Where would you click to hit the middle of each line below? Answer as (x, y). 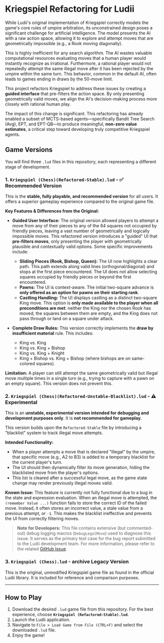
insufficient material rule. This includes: (53, 333)
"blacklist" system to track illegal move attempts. (54, 433)
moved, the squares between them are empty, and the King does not (88, 313)
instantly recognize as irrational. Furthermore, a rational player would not (78, 63)
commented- (140, 528)
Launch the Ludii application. (41, 620)
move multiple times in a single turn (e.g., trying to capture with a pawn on (80, 378)
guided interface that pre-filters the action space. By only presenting (75, 94)
